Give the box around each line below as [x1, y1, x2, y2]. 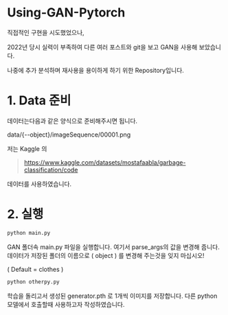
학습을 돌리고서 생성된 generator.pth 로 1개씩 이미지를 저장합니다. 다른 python [7, 292, 218, 300]
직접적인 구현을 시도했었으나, [7, 28, 84, 36]
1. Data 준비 [7, 93, 71, 108]
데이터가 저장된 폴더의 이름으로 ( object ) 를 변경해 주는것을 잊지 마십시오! [7, 251, 205, 259]
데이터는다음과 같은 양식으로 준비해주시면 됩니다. [7, 117, 138, 125]
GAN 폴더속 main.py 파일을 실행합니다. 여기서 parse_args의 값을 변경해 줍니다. [7, 242, 220, 251]
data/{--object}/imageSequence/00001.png [7, 130, 131, 139]
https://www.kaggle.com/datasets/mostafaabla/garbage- [23, 158, 186, 166]
